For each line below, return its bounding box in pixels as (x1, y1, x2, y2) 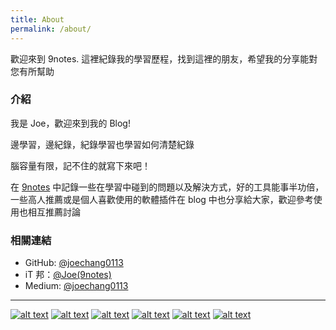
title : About (10, 14, 65, 25)
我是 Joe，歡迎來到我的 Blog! (10, 117, 131, 129)
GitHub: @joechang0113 (24, 257, 124, 269)
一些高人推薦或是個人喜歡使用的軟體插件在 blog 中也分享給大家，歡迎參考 (10, 193, 314, 205)
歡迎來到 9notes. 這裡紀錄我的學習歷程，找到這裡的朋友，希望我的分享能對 (10, 52, 318, 65)
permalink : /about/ (10, 24, 92, 34)
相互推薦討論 (27, 206, 81, 218)
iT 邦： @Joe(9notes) (24, 269, 112, 281)
